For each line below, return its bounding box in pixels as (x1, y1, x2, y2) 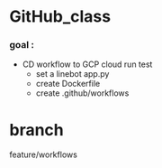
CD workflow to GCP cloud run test (22, 59, 153, 70)
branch (9, 119, 65, 140)
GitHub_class (9, 6, 111, 27)
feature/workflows (9, 149, 78, 160)
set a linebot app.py (35, 69, 110, 79)
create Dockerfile (35, 79, 101, 89)
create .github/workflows (35, 88, 130, 98)
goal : (9, 39, 34, 51)
